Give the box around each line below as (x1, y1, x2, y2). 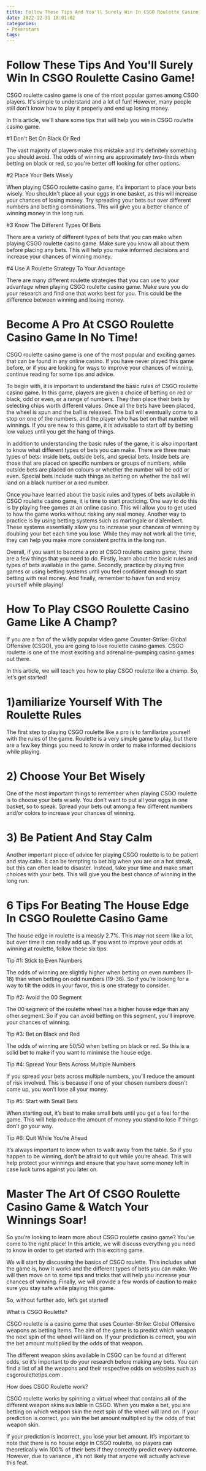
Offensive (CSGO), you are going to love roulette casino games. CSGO (6, 642, 184, 649)
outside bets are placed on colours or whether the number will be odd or (6, 466, 190, 473)
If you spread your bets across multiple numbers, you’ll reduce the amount (6, 1072, 195, 1080)
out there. (6, 655, 31, 662)
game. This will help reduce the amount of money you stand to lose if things (6, 1115, 198, 1123)
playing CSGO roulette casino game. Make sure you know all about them (6, 240, 189, 247)
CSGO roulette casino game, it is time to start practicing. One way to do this (6, 497, 197, 505)
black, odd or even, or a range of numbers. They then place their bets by (6, 395, 190, 402)
